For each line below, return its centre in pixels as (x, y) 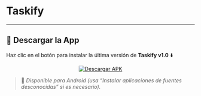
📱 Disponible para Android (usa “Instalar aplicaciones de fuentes (101, 80)
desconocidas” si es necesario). (61, 86)
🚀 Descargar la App (43, 40)
